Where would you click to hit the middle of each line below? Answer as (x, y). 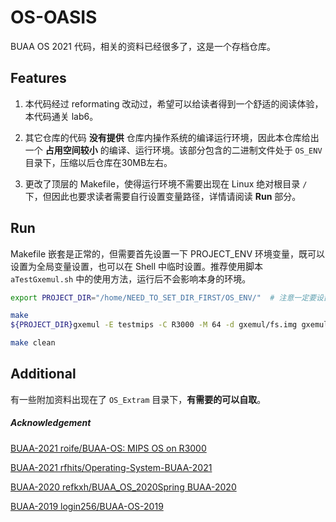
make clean (33, 343)
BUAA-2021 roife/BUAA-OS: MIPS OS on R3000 (108, 448)
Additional (43, 374)
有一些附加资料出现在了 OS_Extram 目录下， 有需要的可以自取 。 (138, 399)
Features (38, 78)
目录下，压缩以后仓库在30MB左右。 (98, 162)
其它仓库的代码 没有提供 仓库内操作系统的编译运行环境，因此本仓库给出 (172, 137)
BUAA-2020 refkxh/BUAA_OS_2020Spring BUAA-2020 (123, 487)
